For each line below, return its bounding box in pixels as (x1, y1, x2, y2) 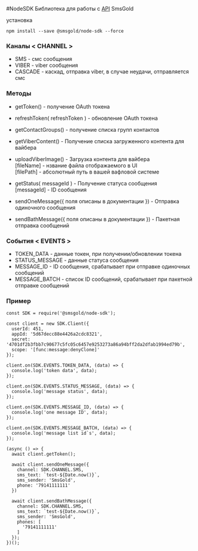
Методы (6, 89, 32, 98)
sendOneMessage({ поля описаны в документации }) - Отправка (14, 197, 180, 205)
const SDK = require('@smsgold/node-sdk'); (6, 310, 116, 317)
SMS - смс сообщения (14, 55, 73, 63)
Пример (6, 296, 32, 305)
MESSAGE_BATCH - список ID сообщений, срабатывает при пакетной (14, 275, 193, 283)
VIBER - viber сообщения (14, 62, 79, 69)
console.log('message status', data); (11, 389, 109, 395)
